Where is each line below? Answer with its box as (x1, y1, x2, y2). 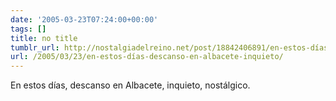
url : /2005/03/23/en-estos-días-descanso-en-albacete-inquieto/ (10, 52, 284, 62)
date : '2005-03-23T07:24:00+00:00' (10, 14, 159, 25)
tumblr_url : (10, 42, 60, 53)
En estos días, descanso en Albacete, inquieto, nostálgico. (10, 79, 251, 91)
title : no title (10, 33, 78, 43)
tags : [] (10, 24, 47, 34)
